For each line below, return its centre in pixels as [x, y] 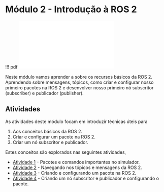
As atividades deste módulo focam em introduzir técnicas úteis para [76, 122]
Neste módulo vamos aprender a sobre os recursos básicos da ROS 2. [79, 77]
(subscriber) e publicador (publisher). [44, 93]
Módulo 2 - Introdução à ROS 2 [71, 9]
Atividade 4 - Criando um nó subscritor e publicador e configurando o [86, 178]
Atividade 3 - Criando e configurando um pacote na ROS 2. [74, 173]
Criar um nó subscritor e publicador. [51, 142]
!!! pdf [11, 67]
